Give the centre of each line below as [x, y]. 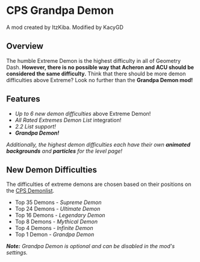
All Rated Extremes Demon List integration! [68, 120]
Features [23, 99]
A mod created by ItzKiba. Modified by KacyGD [65, 27]
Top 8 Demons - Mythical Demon [56, 222]
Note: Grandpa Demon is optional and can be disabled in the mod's [91, 246]
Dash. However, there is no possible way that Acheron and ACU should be [100, 67]
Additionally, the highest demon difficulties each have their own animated [98, 144]
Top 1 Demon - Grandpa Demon [55, 235]
